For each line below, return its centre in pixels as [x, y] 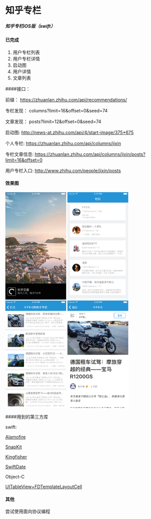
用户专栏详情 [26, 58]
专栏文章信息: [20, 154]
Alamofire [16, 437]
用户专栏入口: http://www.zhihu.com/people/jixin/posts [63, 170]
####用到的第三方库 [27, 416]
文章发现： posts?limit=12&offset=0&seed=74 [53, 122]
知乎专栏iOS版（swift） [30, 26]
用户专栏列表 [26, 52]
